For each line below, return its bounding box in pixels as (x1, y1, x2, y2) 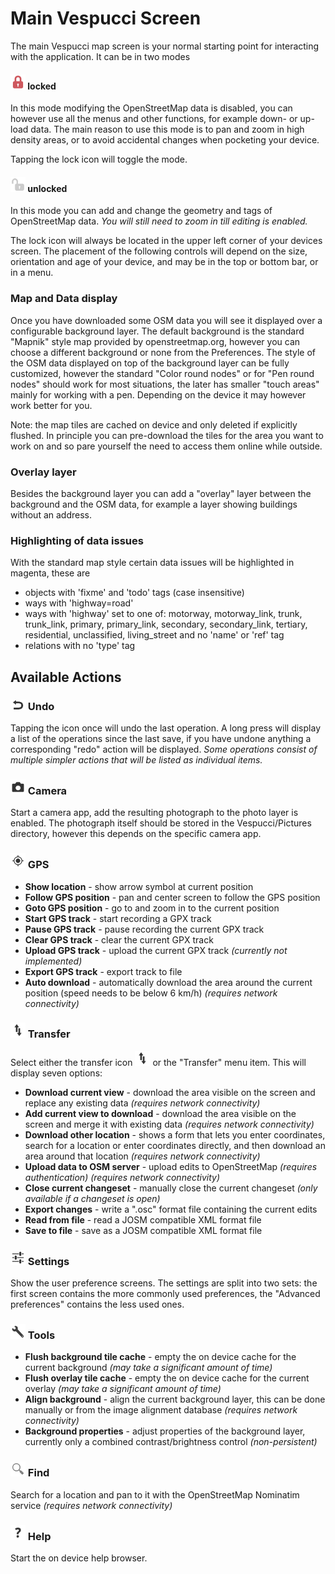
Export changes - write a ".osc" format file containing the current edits (24, 1203, 318, 1215)
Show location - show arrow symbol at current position (24, 880, 254, 892)
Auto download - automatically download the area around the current (24, 976, 313, 988)
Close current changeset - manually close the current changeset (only (24, 1182, 318, 1194)
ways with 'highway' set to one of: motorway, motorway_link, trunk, (24, 608, 303, 620)
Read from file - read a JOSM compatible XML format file (24, 1213, 262, 1226)
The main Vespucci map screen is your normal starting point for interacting (10, 40, 320, 52)
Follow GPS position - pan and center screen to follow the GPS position (24, 891, 321, 903)
